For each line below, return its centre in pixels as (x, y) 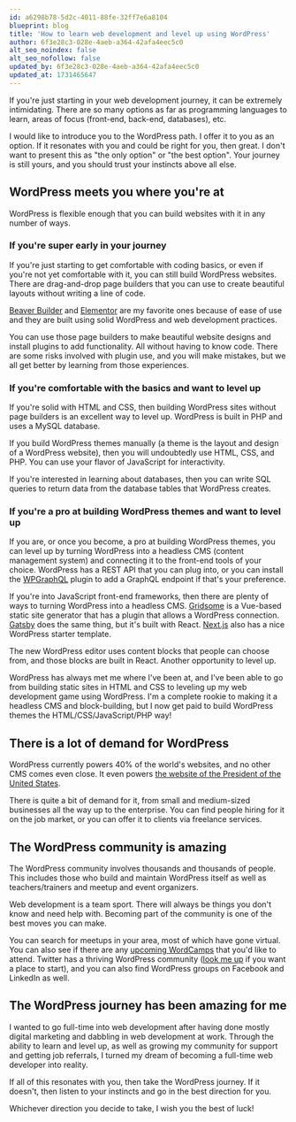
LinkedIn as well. (40, 978)
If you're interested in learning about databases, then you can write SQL (140, 480)
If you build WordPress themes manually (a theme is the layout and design (144, 443)
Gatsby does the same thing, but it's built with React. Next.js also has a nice (147, 625)
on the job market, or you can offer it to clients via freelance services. (136, 819)
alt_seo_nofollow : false (55, 58)
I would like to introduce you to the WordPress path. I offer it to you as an (142, 136)
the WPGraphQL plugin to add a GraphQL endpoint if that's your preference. (148, 580)
